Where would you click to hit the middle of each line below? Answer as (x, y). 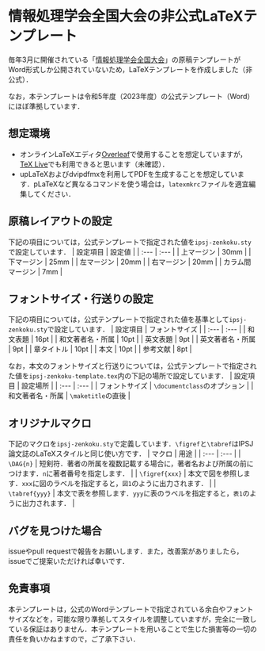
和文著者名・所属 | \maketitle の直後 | (69, 396)
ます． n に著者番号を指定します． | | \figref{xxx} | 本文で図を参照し (132, 473)
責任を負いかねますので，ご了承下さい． (74, 638)
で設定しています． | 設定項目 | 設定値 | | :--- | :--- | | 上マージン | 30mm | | (130, 251)
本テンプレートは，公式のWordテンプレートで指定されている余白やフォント (131, 609)
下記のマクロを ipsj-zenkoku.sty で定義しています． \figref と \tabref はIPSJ (131, 444)
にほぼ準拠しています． (46, 106)
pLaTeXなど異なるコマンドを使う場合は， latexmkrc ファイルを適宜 (141, 184)
